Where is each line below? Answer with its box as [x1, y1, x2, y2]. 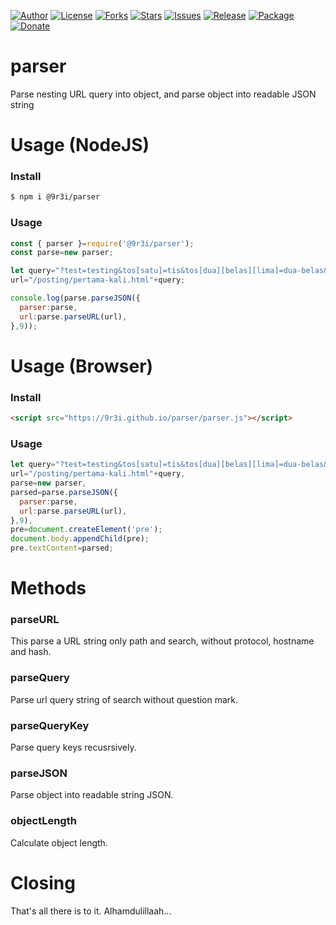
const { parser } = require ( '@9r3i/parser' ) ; [10, 238, 195, 249]
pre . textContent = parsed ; [10, 543, 114, 554]
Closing [10, 871, 76, 894]
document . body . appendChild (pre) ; [10, 534, 150, 544]
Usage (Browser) [10, 355, 154, 377]
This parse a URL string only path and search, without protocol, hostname [10, 635, 315, 647]
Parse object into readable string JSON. [10, 789, 174, 801]
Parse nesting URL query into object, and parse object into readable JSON [10, 88, 317, 100]
